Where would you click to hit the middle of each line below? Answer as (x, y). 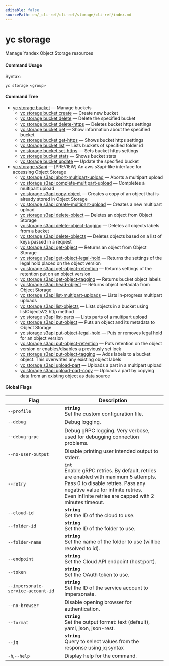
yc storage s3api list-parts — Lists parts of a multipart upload (83, 317)
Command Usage (24, 65)
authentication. (82, 609)
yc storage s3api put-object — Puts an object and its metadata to (88, 322)
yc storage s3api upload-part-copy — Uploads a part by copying (87, 370)
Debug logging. (83, 422)
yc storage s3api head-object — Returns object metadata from (85, 284)
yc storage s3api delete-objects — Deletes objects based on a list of (91, 236)
